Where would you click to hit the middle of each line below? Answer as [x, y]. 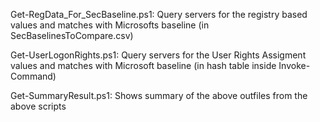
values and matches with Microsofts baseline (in [110, 25]
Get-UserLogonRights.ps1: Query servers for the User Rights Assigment [158, 55]
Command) [33, 76]
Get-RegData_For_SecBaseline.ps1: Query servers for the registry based [159, 14]
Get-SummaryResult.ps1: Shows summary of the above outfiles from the [159, 95]
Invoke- [294, 65]
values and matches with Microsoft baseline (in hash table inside [143, 65]
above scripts [38, 106]
